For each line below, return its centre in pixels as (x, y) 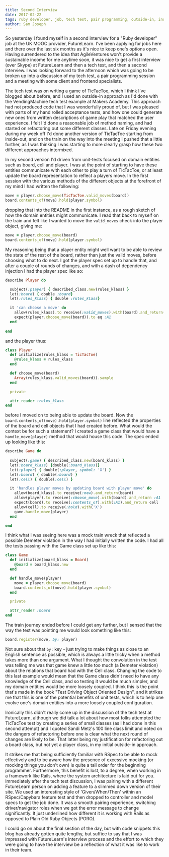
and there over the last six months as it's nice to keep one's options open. (82, 49)
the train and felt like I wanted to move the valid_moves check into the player (84, 221)
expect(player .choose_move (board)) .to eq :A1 (63, 317)
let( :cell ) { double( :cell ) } (41, 479)
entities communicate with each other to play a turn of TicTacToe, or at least (84, 170)
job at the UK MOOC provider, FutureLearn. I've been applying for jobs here (83, 44)
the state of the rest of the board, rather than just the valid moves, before (81, 255)
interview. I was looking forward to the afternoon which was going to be (79, 71)
